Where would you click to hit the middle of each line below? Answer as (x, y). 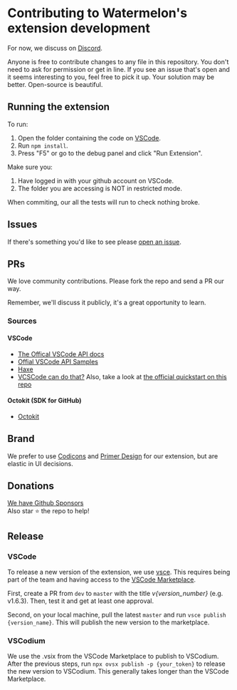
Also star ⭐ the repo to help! (48, 511)
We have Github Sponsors (46, 503)
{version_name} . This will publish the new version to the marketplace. (109, 622)
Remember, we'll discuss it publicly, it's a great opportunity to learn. (107, 303)
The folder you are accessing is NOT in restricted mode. (100, 188)
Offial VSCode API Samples (58, 361)
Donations (31, 486)
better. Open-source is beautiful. (55, 84)
